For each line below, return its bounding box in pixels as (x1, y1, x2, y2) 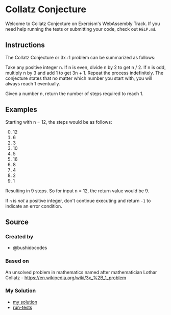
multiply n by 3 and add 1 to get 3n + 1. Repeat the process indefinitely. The (5, 70, 164, 76)
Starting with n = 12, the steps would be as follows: (5, 119, 112, 125)
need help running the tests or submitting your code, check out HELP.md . (5, 26, 157, 32)
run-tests (12, 304, 32, 310)
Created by (5, 233, 34, 240)
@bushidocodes (12, 244, 47, 251)
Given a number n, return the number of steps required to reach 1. (5, 91, 144, 97)
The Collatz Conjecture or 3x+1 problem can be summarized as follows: (5, 54, 156, 60)
